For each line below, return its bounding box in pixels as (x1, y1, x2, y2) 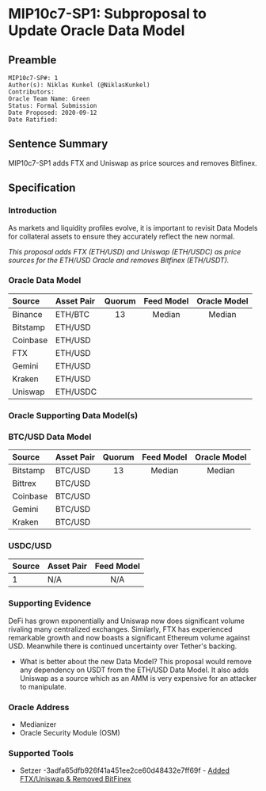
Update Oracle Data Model (8, 21, 185, 40)
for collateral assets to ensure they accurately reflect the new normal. (8, 231, 235, 241)
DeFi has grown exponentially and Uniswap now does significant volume (8, 616, 245, 625)
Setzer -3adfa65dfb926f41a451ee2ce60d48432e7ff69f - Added (19, 766, 230, 775)
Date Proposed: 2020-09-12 (8, 109, 97, 117)
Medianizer (19, 719, 57, 729)
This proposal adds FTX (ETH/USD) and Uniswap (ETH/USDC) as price (8, 246, 241, 256)
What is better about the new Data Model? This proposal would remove (19, 656, 252, 666)
